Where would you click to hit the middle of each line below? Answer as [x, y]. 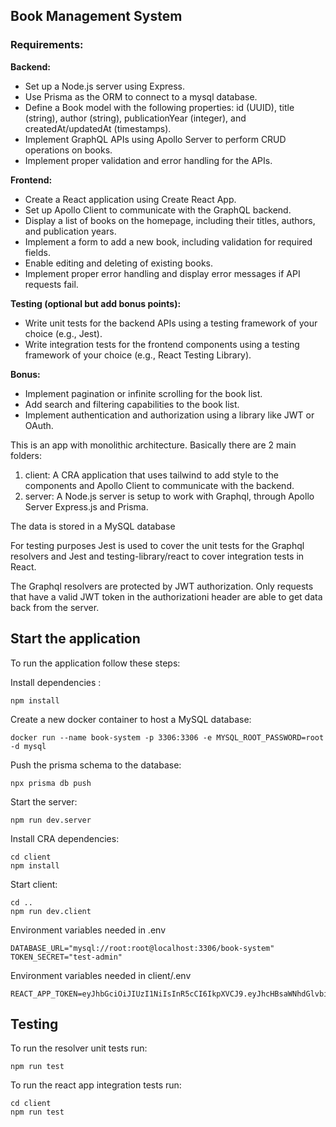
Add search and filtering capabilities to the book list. [132, 404]
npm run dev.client [51, 911]
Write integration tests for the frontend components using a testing [162, 344]
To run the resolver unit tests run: [79, 1048]
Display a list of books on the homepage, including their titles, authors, [170, 220]
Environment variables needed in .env [88, 930]
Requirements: [47, 45]
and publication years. [70, 231]
